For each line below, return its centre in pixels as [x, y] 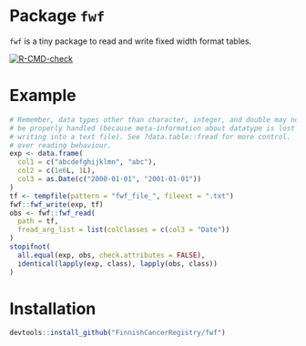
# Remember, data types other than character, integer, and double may [148, 119]
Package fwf [57, 16]
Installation [53, 308]
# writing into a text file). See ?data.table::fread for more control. [150, 137]
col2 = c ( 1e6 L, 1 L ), [56, 171]
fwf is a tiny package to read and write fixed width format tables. [131, 41]
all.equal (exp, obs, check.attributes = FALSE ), [112, 255]
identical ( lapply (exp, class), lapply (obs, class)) [118, 264]
